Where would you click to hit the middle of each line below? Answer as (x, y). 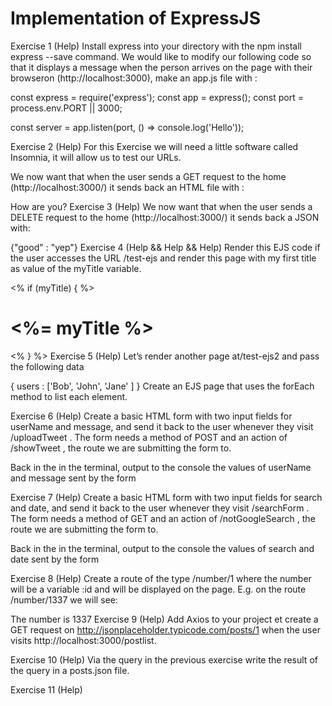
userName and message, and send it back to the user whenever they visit (162, 426)
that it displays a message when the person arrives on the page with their (161, 67)
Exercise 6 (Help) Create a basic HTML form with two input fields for (151, 416)
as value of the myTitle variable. (76, 268)
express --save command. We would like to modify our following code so (161, 56)
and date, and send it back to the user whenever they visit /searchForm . (160, 508)
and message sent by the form (73, 478)
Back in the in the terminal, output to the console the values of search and (162, 548)
